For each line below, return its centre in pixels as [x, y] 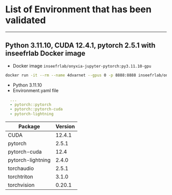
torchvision [21, 185]
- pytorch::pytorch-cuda [36, 109]
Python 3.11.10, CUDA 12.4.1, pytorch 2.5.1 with [80, 45]
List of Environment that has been [79, 9]
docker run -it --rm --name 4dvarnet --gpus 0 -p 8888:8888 [71, 75]
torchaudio [21, 168]
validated [26, 20]
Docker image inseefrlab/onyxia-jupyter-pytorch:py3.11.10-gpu [82, 66]
